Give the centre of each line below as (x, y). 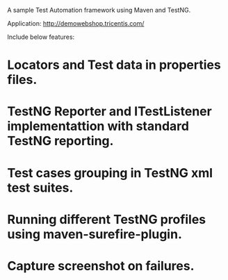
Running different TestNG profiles (107, 219)
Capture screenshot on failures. (101, 266)
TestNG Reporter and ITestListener (109, 112)
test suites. (40, 188)
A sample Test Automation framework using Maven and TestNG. (99, 10)
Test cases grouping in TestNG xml (110, 173)
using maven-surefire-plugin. (95, 234)
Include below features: (41, 37)
